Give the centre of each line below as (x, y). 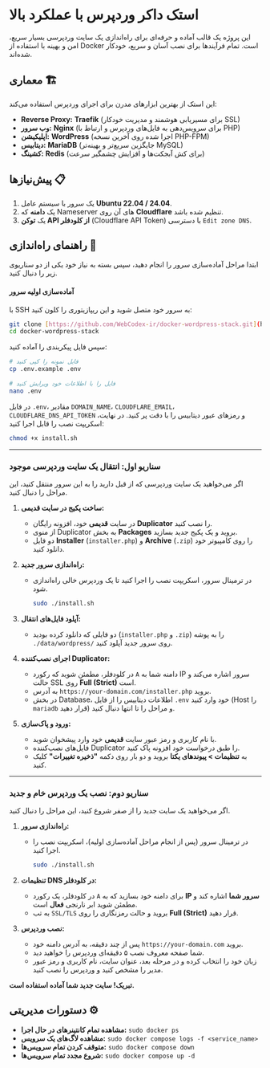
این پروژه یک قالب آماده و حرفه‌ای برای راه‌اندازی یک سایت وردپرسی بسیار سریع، (130, 37)
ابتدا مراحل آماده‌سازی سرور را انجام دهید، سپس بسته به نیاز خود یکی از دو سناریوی (134, 265)
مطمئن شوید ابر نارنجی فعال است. (85, 904)
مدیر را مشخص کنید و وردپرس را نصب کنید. (98, 970)
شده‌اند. (21, 54)
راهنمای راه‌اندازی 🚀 (53, 245)
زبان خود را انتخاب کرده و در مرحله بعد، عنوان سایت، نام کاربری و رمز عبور (145, 961)
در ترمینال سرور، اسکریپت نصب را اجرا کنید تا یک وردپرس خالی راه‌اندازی (142, 580)
